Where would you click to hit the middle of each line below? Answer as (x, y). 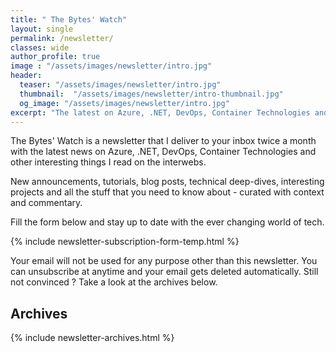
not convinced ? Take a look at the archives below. (114, 282)
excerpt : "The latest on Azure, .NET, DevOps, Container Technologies (160, 112)
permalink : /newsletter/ (62, 38)
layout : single (42, 29)
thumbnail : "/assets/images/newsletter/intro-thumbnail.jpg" (151, 94)
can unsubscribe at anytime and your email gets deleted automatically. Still (164, 272)
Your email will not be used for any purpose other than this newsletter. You (164, 261)
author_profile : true (55, 57)
